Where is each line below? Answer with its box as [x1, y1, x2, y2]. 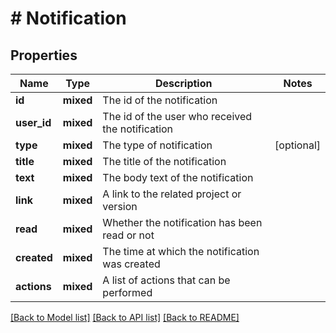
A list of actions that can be [102, 273, 231, 287]
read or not [102, 228, 155, 242]
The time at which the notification [102, 245, 260, 258]
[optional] [274, 138, 321, 152]
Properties [10, 47, 78, 64]
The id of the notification [102, 93, 218, 107]
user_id [15, 116, 52, 129]
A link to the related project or [102, 187, 242, 201]
